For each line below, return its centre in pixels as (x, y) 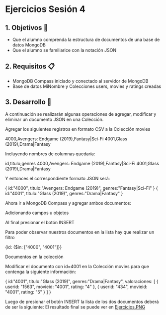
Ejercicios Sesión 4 (45, 9)
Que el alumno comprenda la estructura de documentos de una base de (86, 39)
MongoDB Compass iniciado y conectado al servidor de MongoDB (80, 81)
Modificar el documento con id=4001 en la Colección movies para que (77, 266)
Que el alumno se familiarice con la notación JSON (64, 50)
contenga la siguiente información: (41, 272)
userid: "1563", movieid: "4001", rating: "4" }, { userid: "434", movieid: (76, 287)
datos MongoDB (29, 45)
